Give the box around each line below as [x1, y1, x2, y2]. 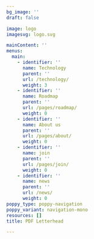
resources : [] [6, 212, 42, 218]
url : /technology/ [22, 76, 69, 82]
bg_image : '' [6, 9, 39, 15]
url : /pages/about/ [22, 133, 72, 139]
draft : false [6, 15, 39, 21]
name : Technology [22, 65, 67, 71]
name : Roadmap [22, 93, 59, 99]
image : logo [6, 26, 36, 32]
